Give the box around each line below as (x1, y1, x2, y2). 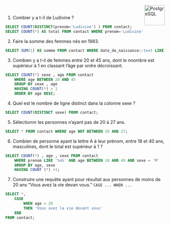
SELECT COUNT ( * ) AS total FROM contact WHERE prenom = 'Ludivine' (5, 29, 144, 34)
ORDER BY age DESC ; (14, 91, 56, 96)
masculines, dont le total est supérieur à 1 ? (12, 143, 103, 149)
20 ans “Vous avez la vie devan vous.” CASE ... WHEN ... (12, 182, 133, 188)
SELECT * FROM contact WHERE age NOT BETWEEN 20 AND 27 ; (5, 129, 128, 134)
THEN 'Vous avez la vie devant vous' (23, 205, 103, 211)
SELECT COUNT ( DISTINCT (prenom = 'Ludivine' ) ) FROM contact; (5, 24, 133, 29)
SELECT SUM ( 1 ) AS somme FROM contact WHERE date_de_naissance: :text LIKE (5, 48, 164, 53)
